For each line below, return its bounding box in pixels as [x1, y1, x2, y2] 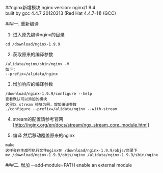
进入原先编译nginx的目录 [12, 32, 65, 37]
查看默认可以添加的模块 [5, 96, 47, 102]
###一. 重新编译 [5, 21, 39, 27]
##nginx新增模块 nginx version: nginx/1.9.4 [5, 5, 96, 10]
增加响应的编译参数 [12, 81, 53, 87]
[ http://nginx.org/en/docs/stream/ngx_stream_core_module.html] [12, 122, 149, 128]
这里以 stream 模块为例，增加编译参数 [5, 102, 77, 107]
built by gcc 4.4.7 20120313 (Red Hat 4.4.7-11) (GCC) [5, 10, 116, 16]
